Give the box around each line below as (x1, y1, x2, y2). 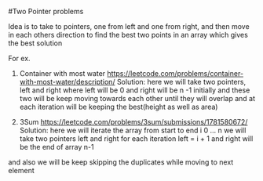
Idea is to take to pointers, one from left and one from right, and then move (8, 22, 250, 31)
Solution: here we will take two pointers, (116, 78, 246, 86)
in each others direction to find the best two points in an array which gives (8, 31, 249, 39)
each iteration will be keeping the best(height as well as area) (19, 102, 218, 111)
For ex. (8, 54, 31, 63)
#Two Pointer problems (8, 7, 84, 16)
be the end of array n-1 (19, 143, 94, 151)
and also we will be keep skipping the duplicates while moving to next (8, 157, 234, 167)
